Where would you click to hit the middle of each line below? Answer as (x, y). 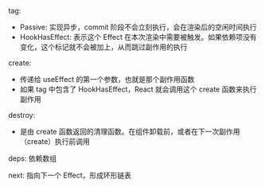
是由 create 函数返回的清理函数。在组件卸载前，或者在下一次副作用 (130, 131)
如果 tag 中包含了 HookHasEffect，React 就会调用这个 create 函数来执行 (138, 89)
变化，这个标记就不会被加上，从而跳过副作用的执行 (103, 47)
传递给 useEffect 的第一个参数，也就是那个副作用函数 (107, 79)
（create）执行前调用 (55, 141)
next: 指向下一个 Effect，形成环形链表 (70, 175)
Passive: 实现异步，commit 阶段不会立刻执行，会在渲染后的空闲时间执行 (138, 27)
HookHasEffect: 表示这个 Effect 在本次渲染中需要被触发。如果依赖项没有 (138, 37)
